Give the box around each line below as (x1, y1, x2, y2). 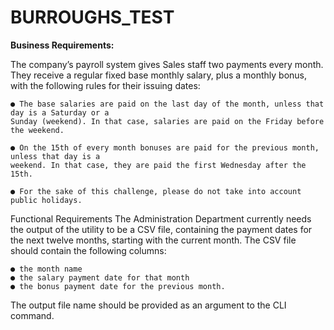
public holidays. (10, 195, 83, 205)
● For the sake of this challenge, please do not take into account (10, 186, 302, 196)
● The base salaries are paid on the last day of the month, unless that (10, 99, 325, 109)
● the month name (10, 264, 83, 274)
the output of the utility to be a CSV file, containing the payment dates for (10, 223, 313, 235)
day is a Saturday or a (10, 107, 110, 118)
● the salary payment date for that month (10, 272, 190, 283)
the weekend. (10, 125, 65, 135)
